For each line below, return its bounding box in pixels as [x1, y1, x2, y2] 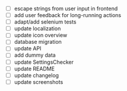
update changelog [14, 71, 59, 79]
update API [14, 45, 42, 52]
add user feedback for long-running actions [14, 12, 122, 19]
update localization [14, 25, 61, 32]
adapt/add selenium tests [14, 18, 77, 25]
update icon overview [14, 32, 68, 39]
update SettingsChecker [14, 58, 74, 66]
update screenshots [14, 78, 63, 85]
